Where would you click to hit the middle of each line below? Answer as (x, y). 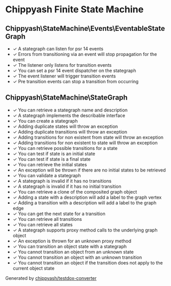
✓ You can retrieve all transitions (47, 219)
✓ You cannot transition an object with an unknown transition (77, 257)
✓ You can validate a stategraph (47, 175)
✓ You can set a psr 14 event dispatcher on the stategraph (74, 71)
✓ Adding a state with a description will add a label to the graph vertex (87, 197)
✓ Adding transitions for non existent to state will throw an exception (85, 143)
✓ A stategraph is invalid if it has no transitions (62, 181)
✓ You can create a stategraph (45, 121)
